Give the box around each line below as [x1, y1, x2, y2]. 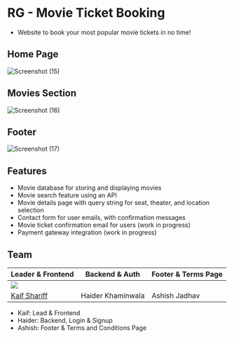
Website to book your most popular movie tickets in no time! [17, 28, 191, 36]
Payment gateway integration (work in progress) [17, 228, 157, 237]
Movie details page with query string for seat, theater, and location [17, 198, 210, 207]
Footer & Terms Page [151, 270, 223, 279]
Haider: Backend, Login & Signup [17, 317, 113, 324]
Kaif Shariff [11, 291, 48, 300]
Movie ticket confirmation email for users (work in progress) [17, 221, 191, 229]
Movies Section [7, 88, 77, 99]
